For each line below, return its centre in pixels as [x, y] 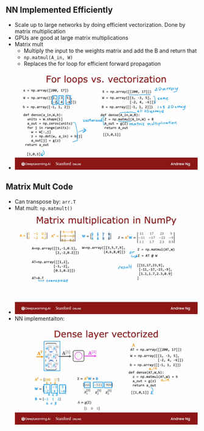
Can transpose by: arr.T [45, 201]
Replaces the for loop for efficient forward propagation [92, 63]
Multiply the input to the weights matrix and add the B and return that [110, 51]
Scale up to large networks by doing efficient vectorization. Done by [100, 24]
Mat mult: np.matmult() [44, 208]
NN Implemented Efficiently [59, 10]
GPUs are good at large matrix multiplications [71, 37]
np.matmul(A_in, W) [48, 57]
